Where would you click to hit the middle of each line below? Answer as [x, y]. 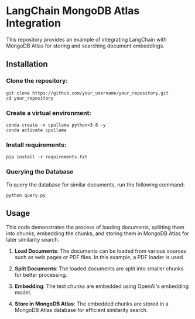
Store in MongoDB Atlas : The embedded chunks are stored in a [91, 304]
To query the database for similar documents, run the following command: [95, 184]
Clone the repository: [37, 81]
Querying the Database [40, 172]
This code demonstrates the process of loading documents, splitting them [95, 228]
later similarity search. [33, 240]
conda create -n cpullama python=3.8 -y [56, 125]
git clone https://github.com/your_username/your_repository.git [87, 93]
